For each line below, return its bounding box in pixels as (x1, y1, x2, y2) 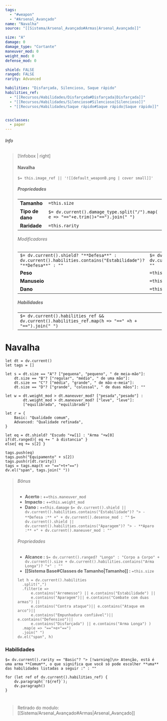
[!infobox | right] (17, 153, 51, 159)
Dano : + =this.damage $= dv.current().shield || (24, 504, 127, 510)
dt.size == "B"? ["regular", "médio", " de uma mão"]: (14, 376, 130, 381)
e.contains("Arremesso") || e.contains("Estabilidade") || (30, 591, 156, 596)
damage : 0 (5, 39, 26, 45)
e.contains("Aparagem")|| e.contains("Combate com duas (30, 595, 149, 600)
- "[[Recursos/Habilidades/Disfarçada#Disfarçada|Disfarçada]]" (9, 94, 146, 100)
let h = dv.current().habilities (17, 578, 87, 583)
